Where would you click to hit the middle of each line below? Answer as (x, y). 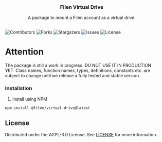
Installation (19, 89)
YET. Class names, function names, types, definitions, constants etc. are (78, 71)
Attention (24, 52)
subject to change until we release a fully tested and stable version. (72, 76)
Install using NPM (30, 99)
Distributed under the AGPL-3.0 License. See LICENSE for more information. (81, 135)
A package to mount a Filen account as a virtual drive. (82, 18)
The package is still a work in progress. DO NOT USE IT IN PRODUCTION (78, 65)
